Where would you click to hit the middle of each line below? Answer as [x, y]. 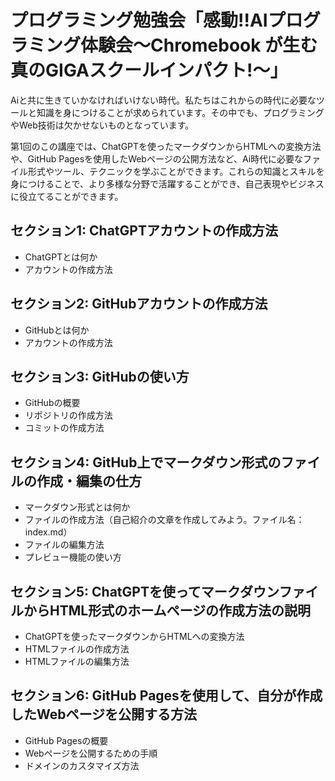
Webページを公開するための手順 [91, 753]
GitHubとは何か [57, 330]
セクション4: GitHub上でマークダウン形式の [146, 462]
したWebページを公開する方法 [104, 714]
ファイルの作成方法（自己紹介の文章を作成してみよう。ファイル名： [164, 520]
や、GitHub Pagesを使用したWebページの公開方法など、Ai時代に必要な [157, 158]
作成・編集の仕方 [89, 481]
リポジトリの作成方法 [68, 415]
